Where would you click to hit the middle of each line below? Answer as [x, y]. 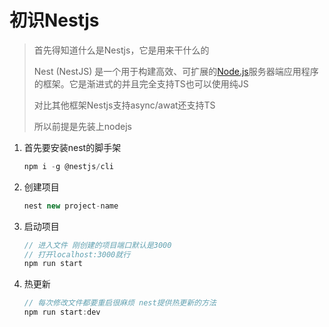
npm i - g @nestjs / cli [69, 166]
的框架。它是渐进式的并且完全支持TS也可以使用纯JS [141, 83]
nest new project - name [71, 206]
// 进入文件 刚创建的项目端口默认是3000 [97, 245]
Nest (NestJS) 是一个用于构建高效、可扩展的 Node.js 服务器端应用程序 [176, 71]
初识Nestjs [54, 20]
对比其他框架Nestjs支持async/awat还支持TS [124, 105]
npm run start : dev [62, 312]
